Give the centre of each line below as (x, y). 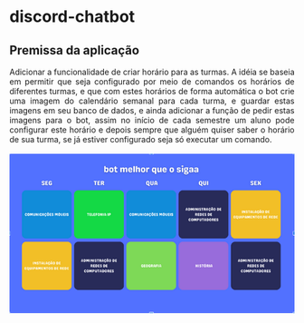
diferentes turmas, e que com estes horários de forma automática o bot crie (152, 91)
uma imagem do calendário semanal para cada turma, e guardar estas (152, 101)
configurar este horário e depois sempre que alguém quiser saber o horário (152, 130)
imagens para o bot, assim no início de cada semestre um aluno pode (152, 120)
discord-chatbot (72, 17)
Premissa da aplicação (75, 50)
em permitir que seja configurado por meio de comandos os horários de (152, 82)
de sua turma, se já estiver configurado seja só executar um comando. (141, 139)
